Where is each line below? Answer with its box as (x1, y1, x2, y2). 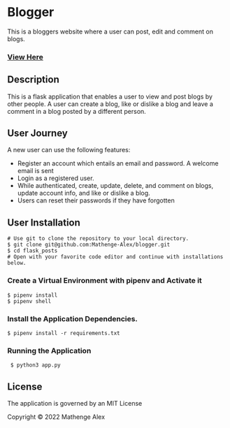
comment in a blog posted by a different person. (7, 107, 147, 115)
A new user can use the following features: (7, 146, 131, 154)
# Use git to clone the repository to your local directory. (7, 235, 189, 242)
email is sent (17, 167, 54, 175)
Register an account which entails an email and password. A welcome (17, 159, 219, 168)
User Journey (7, 127, 68, 140)
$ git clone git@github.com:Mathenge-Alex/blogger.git (7, 242, 171, 249)
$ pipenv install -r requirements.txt (7, 330, 120, 337)
